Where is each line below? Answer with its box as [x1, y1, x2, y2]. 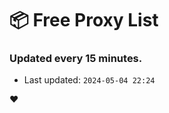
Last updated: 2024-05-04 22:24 [23, 74, 156, 86]
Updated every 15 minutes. [9, 52, 143, 66]
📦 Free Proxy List [9, 9, 159, 32]
